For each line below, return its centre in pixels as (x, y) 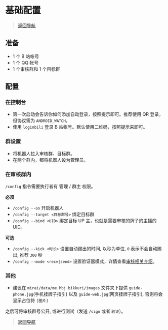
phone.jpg (23, 295)
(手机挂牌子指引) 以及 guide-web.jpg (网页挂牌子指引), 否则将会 (98, 294)
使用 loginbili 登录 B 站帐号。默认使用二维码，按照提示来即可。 (80, 127)
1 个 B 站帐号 (26, 56)
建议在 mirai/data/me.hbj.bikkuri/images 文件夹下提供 (70, 288)
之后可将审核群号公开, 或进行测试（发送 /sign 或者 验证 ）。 (66, 311)
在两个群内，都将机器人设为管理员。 (50, 160)
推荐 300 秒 (31, 255)
